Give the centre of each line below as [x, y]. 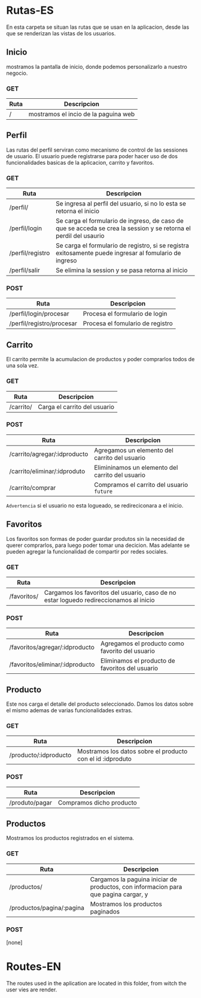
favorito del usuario [128, 651]
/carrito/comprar [33, 488]
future [103, 491]
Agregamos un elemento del [133, 450]
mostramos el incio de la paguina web [82, 114]
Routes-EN [34, 967]
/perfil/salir [25, 270]
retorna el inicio [78, 211]
